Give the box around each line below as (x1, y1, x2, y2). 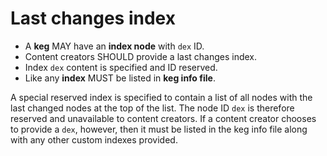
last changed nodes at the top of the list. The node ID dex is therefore (10, 102, 295, 114)
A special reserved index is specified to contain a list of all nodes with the (10, 91, 313, 103)
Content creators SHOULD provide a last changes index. (24, 50, 258, 62)
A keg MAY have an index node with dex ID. (24, 40, 205, 52)
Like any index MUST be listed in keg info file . (24, 72, 216, 84)
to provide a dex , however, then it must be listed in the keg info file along (10, 123, 308, 135)
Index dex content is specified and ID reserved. (24, 61, 218, 73)
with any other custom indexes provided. (10, 133, 178, 146)
